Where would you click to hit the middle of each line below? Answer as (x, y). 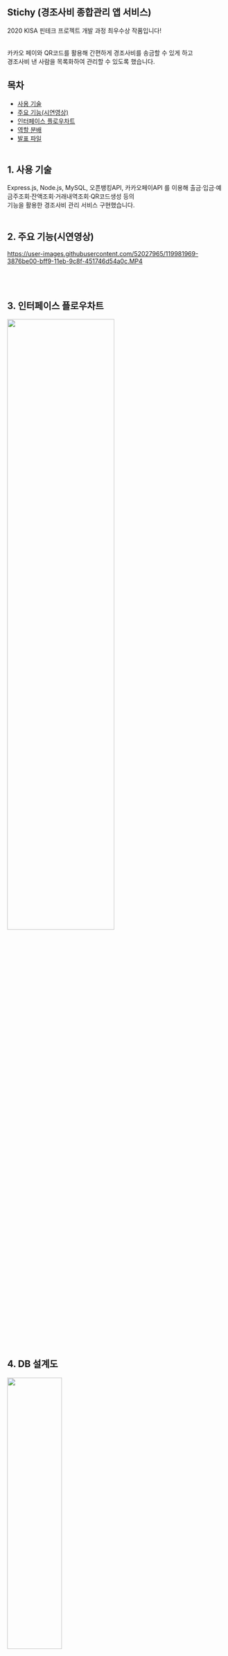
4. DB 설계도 (33, 1364)
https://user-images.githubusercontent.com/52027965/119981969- (103, 254)
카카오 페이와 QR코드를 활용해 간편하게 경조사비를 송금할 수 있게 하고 (100, 53)
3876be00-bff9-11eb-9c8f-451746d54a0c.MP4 (75, 261)
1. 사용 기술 (29, 170)
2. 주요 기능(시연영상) (51, 236)
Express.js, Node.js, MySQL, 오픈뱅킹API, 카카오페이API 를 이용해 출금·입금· (112, 188)
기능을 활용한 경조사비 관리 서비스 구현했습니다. (71, 205)
